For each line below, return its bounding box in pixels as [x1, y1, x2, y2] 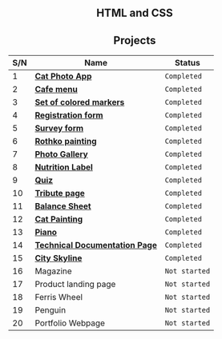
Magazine [34, 265, 72, 277]
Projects [113, 34, 156, 47]
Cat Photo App [34, 71, 92, 82]
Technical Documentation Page [34, 240, 158, 251]
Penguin [34, 305, 67, 316]
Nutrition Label [34, 162, 94, 173]
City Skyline [34, 253, 83, 264]
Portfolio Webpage [34, 317, 106, 329]
